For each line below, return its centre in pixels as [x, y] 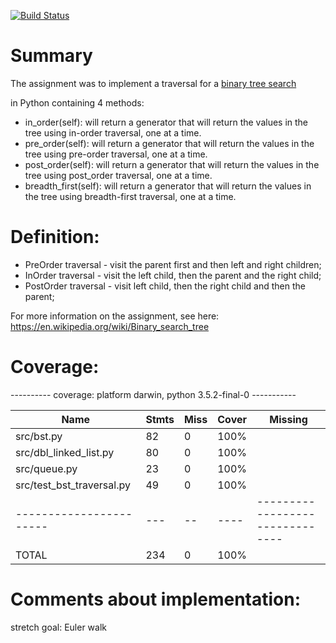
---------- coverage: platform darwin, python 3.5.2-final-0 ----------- [153, 394]
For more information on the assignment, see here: [115, 316]
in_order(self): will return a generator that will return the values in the [166, 122]
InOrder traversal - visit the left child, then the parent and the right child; [173, 275]
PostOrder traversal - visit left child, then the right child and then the [165, 286]
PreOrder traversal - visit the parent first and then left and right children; [173, 264]
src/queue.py [46, 468]
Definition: [55, 237]
